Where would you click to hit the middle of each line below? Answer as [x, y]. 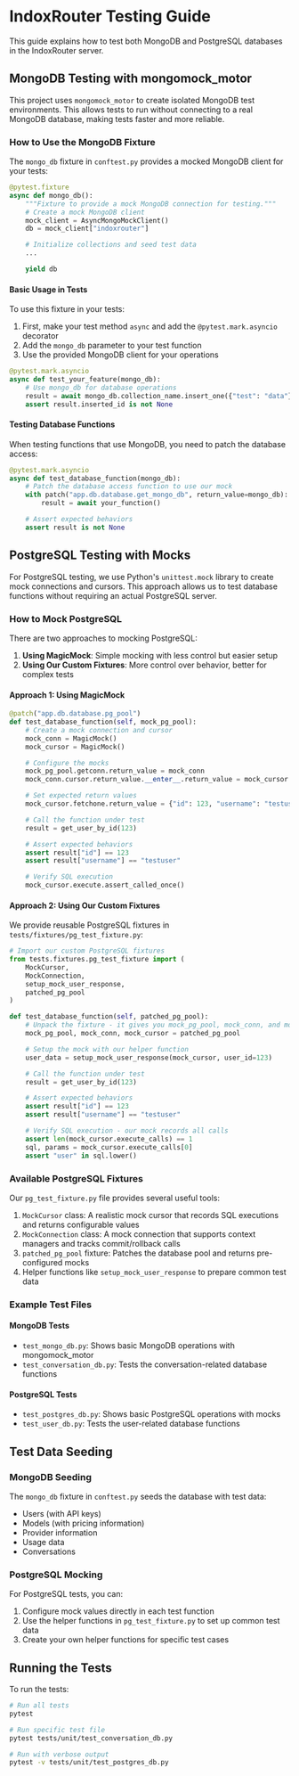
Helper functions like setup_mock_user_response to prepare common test [154, 1272]
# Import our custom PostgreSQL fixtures [87, 951]
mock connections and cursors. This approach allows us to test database [144, 586]
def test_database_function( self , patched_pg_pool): [109, 1017]
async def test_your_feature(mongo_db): [85, 380]
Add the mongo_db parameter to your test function [112, 346]
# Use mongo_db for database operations [101, 388]
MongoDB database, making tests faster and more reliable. [117, 119]
